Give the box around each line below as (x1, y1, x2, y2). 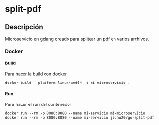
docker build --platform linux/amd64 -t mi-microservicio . (5, 81, 131, 85)
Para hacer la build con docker (5, 71, 67, 77)
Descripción (5, 23, 43, 31)
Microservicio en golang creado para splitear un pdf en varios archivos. (5, 36, 149, 42)
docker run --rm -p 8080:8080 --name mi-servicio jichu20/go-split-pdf (5, 115, 154, 120)
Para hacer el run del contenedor (5, 102, 72, 107)
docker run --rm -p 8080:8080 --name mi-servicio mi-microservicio (5, 111, 146, 116)
